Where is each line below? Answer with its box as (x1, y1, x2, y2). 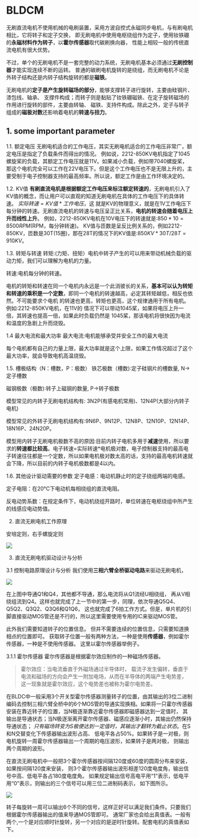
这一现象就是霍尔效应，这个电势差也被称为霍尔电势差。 (20, 680, 156, 687)
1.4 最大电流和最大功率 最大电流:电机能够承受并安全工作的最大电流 (6, 332, 168, 339)
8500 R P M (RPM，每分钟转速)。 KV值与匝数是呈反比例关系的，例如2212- (6, 222, 182, 229)
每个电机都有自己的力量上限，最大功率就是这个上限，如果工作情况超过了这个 (6, 344, 193, 352)
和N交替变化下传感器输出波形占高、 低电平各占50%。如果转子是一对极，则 (6, 730, 190, 737)
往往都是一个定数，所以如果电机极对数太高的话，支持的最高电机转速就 (21, 452, 193, 459)
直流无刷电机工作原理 (14, 517, 67, 524)
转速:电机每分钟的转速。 (6, 270, 65, 277)
